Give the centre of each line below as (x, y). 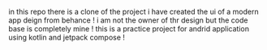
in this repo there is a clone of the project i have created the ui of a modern (133, 12)
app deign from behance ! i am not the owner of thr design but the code (129, 20)
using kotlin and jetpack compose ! (67, 37)
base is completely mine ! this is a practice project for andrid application (129, 29)
